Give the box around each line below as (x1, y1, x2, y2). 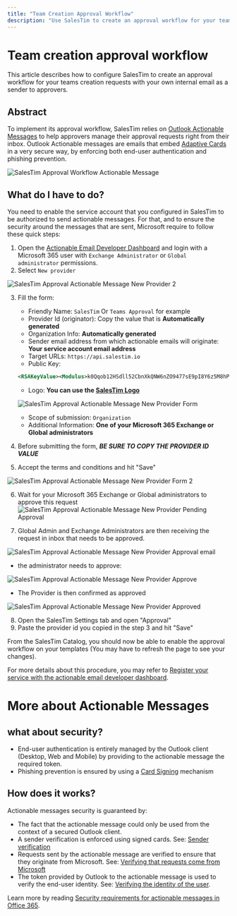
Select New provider (17, 266, 76, 275)
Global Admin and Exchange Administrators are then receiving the (17, 526, 209, 535)
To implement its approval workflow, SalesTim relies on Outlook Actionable (7, 125, 224, 133)
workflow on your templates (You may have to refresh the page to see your (7, 645, 226, 653)
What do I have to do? (7, 188, 104, 201)
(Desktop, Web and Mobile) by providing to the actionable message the (17, 752, 225, 760)
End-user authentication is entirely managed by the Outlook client (17, 745, 209, 753)
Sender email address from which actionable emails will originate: (28, 337, 219, 346)
